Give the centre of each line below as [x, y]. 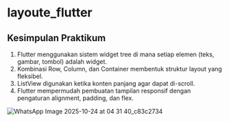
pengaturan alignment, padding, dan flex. [75, 98]
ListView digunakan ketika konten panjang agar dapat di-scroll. [106, 83]
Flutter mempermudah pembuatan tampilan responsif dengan [104, 91]
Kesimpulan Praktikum [57, 38]
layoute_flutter [50, 13]
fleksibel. [30, 76]
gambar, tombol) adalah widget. [62, 62]
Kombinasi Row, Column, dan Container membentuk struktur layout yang [120, 69]
